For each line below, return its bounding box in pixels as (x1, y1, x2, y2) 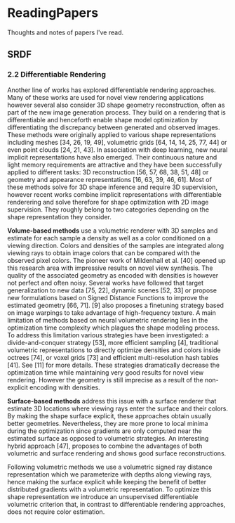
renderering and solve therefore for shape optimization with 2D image (7, 198, 209, 206)
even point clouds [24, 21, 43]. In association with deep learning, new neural (7, 146, 228, 154)
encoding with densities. (29, 383, 100, 392)
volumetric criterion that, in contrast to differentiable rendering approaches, (7, 500, 226, 508)
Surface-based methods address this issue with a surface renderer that (7, 396, 217, 405)
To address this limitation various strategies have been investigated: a (7, 330, 209, 339)
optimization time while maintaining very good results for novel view (7, 368, 204, 377)
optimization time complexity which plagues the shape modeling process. (7, 323, 220, 332)
